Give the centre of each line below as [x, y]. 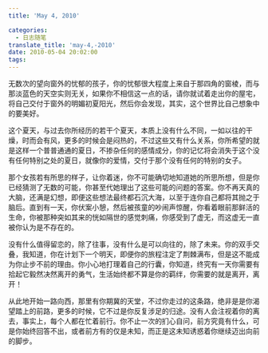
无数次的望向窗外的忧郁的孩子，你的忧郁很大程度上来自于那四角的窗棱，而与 [134, 83]
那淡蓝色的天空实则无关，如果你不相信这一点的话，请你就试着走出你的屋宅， [134, 93]
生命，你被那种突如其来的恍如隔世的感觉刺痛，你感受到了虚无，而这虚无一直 [134, 217]
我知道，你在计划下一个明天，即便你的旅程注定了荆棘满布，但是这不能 [137, 254]
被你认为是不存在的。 [43, 227]
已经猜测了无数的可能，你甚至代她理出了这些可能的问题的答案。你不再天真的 [134, 187]
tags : [17, 60]
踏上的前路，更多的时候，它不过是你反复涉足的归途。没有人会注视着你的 [134, 311]
